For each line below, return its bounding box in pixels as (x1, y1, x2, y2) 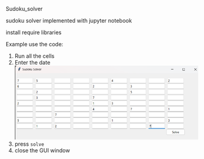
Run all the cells (14, 52, 55, 60)
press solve (14, 140, 45, 148)
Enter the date (14, 59, 51, 66)
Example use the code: (5, 41, 64, 48)
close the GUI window (14, 147, 70, 154)
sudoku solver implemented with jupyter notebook (5, 17, 133, 24)
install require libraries (5, 29, 62, 36)
